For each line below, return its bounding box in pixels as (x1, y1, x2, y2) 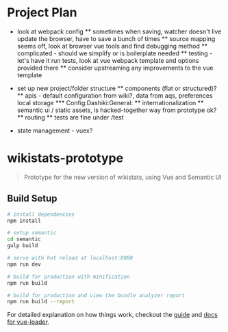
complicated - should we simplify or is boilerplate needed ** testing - (16, 49, 213, 57)
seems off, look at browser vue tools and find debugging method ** (16, 42, 207, 50)
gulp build (7, 243, 38, 249)
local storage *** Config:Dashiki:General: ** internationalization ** (16, 98, 204, 107)
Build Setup (7, 193, 58, 204)
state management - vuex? (16, 126, 93, 135)
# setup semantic (7, 230, 57, 236)
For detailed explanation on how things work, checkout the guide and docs (7, 311, 218, 319)
